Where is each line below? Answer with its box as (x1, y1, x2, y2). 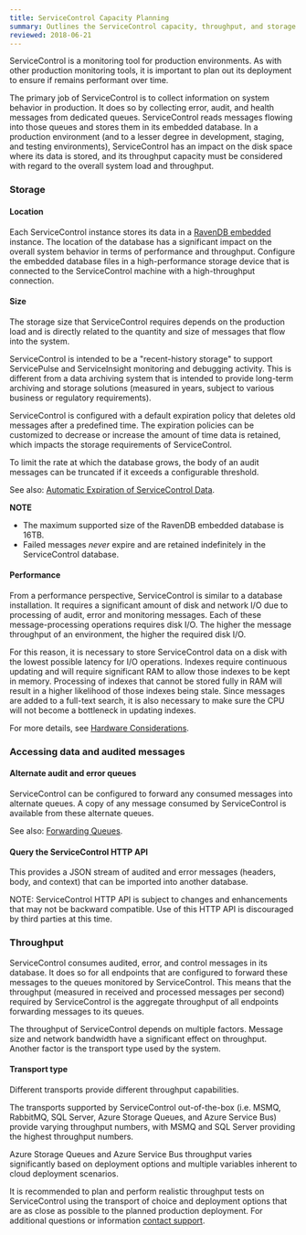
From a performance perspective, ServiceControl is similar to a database (9, 590, 283, 601)
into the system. (9, 335, 70, 346)
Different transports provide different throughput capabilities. (9, 1084, 239, 1095)
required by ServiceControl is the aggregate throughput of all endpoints (9, 995, 279, 1006)
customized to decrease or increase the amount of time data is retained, (9, 429, 281, 440)
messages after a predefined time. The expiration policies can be (9, 420, 254, 431)
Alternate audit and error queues (9, 768, 137, 779)
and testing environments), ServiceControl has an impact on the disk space (9, 141, 293, 152)
